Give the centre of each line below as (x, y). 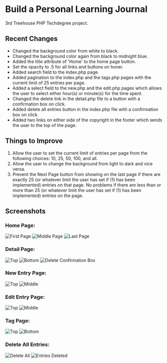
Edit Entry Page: (25, 297)
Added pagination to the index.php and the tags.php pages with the (82, 77)
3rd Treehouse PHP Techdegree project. (47, 23)
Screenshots (25, 211)
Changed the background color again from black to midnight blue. (80, 56)
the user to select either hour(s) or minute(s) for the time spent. (78, 93)
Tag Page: (17, 321)
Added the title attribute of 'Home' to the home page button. (74, 61)
